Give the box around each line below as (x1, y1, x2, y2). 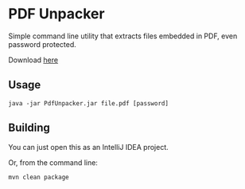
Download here (8, 55, 58, 65)
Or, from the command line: (8, 157, 98, 167)
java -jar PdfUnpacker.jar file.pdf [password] (8, 99, 169, 108)
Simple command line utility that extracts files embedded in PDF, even (8, 31, 238, 41)
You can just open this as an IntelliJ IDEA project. (8, 142, 169, 152)
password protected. (8, 39, 77, 49)
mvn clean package (8, 173, 69, 181)
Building (8, 121, 50, 135)
